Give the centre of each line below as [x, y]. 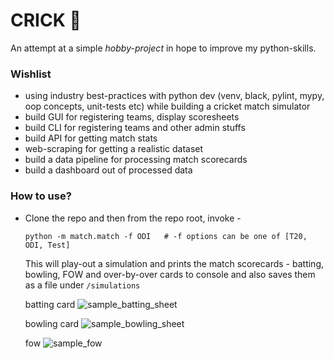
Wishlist [31, 74]
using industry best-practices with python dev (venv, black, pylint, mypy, [174, 96]
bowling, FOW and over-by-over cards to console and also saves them [170, 274]
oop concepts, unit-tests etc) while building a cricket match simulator [167, 106]
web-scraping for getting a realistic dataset [114, 149]
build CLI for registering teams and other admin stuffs [135, 128]
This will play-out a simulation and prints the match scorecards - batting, [174, 263]
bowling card [52, 323]
